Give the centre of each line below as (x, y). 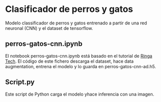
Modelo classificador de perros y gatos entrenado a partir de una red (76, 23)
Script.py (20, 82)
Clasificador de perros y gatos (69, 9)
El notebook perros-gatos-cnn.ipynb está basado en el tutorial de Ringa (79, 56)
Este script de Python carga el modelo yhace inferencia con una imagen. (80, 94)
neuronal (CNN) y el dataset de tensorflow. (49, 28)
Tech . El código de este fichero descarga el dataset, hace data (69, 61)
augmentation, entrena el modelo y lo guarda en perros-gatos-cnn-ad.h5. (80, 66)
